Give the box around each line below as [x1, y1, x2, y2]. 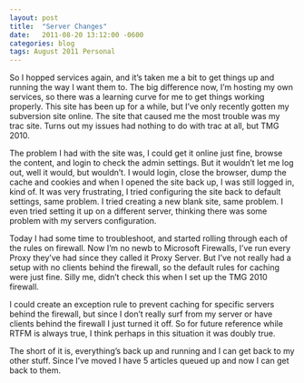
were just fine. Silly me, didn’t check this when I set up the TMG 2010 [9, 272, 268, 283]
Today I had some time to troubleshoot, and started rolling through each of [9, 233, 289, 244]
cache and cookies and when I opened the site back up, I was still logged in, [9, 176, 295, 187]
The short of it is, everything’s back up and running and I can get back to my [9, 346, 295, 357]
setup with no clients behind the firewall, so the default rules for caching [9, 262, 279, 273]
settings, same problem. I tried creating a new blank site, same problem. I [9, 197, 284, 207]
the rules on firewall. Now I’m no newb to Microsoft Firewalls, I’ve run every [9, 243, 291, 254]
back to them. [9, 365, 62, 376]
